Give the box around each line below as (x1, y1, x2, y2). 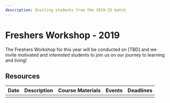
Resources (5, 72, 40, 81)
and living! (5, 57, 27, 63)
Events (106, 87, 123, 94)
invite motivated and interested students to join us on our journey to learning (5, 51, 165, 58)
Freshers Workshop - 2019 (5, 29, 120, 41)
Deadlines (127, 87, 153, 94)
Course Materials (58, 87, 101, 94)
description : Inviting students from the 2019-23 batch (5, 7, 126, 13)
